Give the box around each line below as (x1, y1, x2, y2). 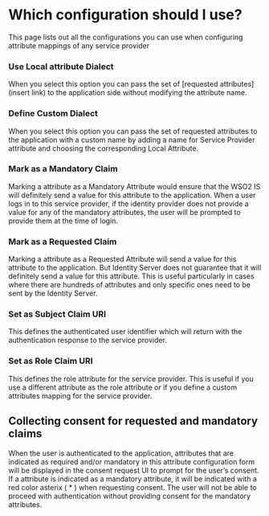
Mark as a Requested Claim (8, 236, 117, 247)
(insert (8, 88, 31, 97)
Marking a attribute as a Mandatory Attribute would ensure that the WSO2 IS (8, 181, 261, 191)
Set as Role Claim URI (8, 356, 94, 367)
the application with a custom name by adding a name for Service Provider (8, 134, 255, 144)
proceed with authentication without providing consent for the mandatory (8, 491, 251, 501)
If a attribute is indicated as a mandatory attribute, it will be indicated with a (8, 473, 257, 484)
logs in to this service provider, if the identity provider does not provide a (8, 199, 249, 208)
